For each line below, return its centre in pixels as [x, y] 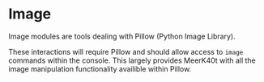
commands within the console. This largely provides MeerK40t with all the [132, 60]
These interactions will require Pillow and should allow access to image [126, 51]
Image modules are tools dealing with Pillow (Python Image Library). [122, 36]
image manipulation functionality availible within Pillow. [100, 68]
